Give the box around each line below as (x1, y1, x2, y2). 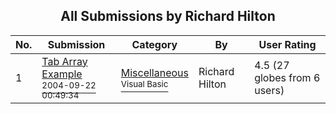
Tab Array (41, 54, 88, 68)
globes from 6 (254, 70, 321, 84)
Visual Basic (120, 78, 169, 89)
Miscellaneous (120, 65, 189, 79)
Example (41, 67, 83, 81)
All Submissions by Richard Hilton (60, 8, 276, 25)
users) (254, 83, 285, 97)
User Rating (258, 37, 317, 51)
